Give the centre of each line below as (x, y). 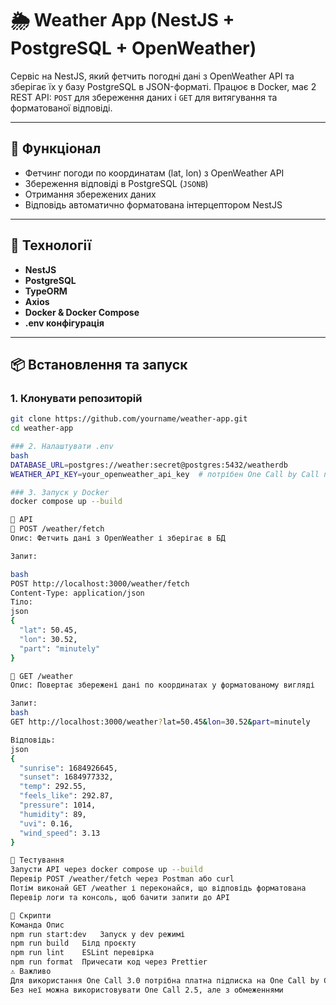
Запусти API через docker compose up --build (106, 870)
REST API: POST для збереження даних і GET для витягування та (144, 97)
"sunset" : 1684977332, (66, 777)
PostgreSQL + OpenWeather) (133, 48)
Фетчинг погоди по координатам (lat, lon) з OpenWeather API (154, 173)
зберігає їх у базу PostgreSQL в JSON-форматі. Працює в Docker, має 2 (163, 86)
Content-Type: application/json (77, 593)
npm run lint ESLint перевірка (82, 953)
